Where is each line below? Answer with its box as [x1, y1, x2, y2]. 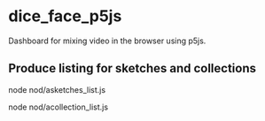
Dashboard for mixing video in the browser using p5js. [8, 35, 207, 46]
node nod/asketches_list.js [8, 84, 106, 95]
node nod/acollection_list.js [8, 102, 108, 112]
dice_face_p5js [8, 6, 122, 26]
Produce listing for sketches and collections [8, 61, 257, 76]
